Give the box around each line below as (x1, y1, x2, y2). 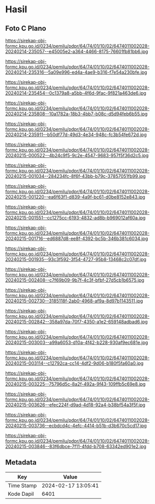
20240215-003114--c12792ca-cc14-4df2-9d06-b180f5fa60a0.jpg (5, 360, 144, 366)
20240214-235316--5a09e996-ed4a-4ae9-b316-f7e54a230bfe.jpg (5, 69, 147, 75)
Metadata (5, 458, 37, 467)
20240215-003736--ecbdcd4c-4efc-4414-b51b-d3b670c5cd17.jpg (5, 423, 147, 428)
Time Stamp (8, 482, 37, 489)
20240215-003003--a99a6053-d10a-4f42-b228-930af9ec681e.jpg (5, 339, 148, 345)
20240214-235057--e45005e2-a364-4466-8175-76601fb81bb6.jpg (5, 49, 148, 54)
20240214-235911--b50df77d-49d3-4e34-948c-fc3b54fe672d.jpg (5, 132, 147, 138)
